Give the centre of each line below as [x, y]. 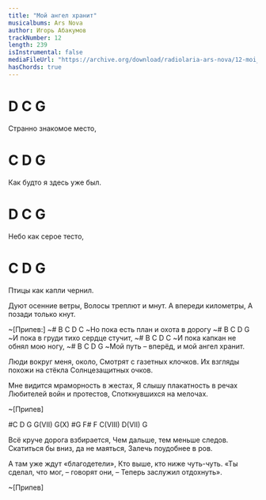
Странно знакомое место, [52, 128]
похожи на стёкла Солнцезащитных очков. [81, 370]
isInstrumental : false [46, 52]
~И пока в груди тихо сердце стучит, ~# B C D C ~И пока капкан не [122, 338]
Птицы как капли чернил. [51, 290]
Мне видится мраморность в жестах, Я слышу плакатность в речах [123, 385]
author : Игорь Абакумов [47, 30]
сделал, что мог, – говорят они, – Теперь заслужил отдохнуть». [116, 471]
